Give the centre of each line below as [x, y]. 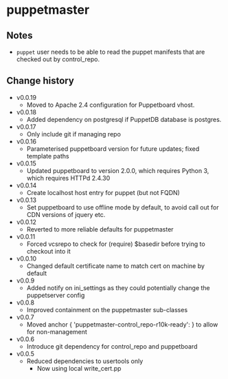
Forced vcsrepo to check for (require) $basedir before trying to [116, 244]
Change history [41, 81]
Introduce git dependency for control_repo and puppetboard [112, 346]
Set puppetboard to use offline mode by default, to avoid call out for [123, 207]
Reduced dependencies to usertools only [85, 361]
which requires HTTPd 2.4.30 [68, 178]
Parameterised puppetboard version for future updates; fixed [113, 148]
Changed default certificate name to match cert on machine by [116, 266]
